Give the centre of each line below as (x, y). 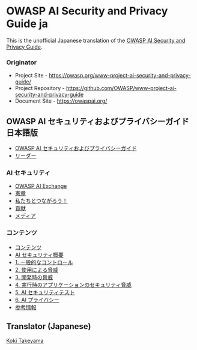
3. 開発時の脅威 (34, 277)
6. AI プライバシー (37, 300)
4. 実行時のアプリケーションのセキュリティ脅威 (73, 285)
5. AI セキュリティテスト (45, 292)
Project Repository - (40, 88)
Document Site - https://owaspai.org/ (61, 101)
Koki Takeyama (25, 341)
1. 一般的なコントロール (44, 262)
